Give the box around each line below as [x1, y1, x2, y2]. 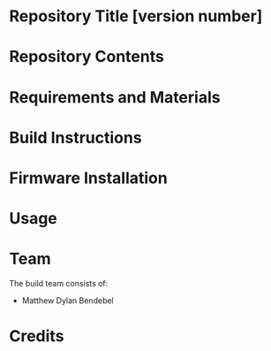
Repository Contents [9, 47, 165, 67]
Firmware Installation [9, 168, 168, 187]
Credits [9, 326, 64, 347]
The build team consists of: [9, 279, 109, 289]
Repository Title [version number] [9, 6, 263, 27]
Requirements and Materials [9, 87, 221, 107]
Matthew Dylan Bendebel [21, 295, 115, 306]
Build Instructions [9, 127, 143, 148]
